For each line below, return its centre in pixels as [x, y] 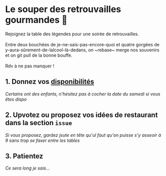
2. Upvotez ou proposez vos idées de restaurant [81, 115]
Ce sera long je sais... [28, 168]
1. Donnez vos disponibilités [50, 82]
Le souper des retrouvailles [63, 9]
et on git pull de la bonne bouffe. [39, 55]
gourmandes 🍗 [36, 20]
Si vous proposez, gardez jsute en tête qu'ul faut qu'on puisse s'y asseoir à [83, 135]
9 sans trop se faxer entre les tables [43, 140]
